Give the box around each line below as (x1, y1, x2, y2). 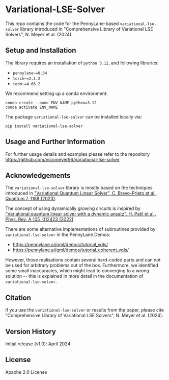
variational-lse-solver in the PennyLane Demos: (5, 231, 110, 238)
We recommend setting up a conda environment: (5, 90, 108, 97)
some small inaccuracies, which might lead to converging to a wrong (5, 268, 149, 274)
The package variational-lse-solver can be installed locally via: (5, 113, 143, 120)
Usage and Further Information (5, 137, 105, 146)
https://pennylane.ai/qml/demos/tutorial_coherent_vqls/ (12, 247, 129, 253)
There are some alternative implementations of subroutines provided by (5, 226, 156, 232)
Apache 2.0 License (5, 369, 47, 375)
